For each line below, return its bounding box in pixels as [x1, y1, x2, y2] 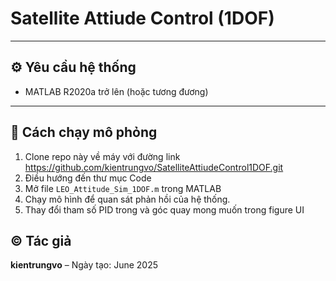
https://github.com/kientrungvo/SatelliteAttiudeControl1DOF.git [24, 161, 284, 173]
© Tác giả [10, 232, 72, 249]
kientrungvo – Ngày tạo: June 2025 [10, 259, 159, 271]
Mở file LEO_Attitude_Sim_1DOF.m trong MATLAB [24, 182, 222, 194]
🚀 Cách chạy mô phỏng [10, 124, 158, 141]
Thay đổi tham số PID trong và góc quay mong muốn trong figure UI [24, 203, 305, 216]
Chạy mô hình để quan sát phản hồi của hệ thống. [24, 193, 231, 205]
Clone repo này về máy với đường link [24, 150, 181, 162]
